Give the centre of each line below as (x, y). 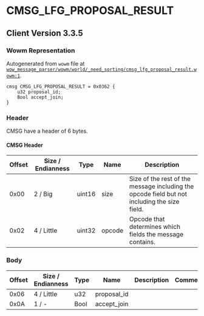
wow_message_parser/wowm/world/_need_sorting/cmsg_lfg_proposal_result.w (102, 69)
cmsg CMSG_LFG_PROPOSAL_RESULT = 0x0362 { (61, 86)
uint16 (86, 194)
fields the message (157, 234)
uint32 (86, 231)
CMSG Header (25, 145)
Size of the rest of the (160, 179)
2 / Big (43, 194)
